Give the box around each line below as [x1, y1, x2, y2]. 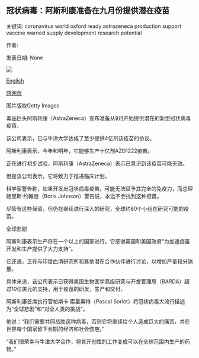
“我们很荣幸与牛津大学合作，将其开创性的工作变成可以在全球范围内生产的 [6, 338, 185, 345]
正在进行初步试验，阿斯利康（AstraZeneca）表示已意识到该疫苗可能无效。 [6, 160, 188, 167]
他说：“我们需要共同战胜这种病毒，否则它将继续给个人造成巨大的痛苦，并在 [6, 318, 191, 325]
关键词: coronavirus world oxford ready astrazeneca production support [6, 23, 182, 30]
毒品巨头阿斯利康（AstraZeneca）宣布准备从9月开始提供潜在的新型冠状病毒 [6, 115, 191, 122]
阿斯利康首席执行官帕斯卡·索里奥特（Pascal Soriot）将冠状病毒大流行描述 [6, 297, 185, 305]
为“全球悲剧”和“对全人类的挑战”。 [6, 305, 88, 312]
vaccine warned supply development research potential [6, 29, 142, 36]
